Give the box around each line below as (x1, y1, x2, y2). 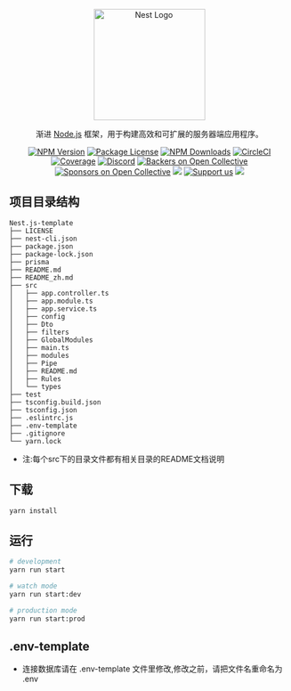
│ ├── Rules (9, 374, 62, 383)
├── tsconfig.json (9, 405, 77, 414)
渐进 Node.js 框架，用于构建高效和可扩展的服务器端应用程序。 (35, 129, 264, 139)
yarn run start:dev (9, 589, 82, 598)
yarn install (9, 506, 58, 516)
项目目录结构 (9, 194, 80, 209)
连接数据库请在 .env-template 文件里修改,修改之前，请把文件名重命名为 (21, 663, 283, 674)
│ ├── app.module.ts (9, 297, 93, 305)
